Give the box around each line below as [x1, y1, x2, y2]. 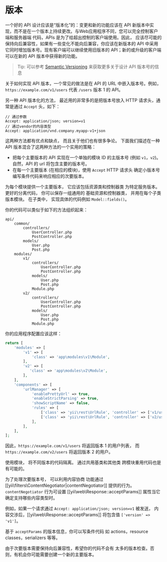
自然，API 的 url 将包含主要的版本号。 [12, 160, 90, 167]
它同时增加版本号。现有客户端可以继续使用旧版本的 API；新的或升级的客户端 [5, 47, 162, 53]
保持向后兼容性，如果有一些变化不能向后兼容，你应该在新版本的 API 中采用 [5, 40, 159, 46]
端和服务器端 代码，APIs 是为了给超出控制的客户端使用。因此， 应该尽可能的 [5, 34, 162, 40]
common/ [14, 221, 30, 226]
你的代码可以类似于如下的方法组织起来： [5, 207, 88, 213]
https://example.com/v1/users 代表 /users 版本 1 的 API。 [5, 87, 123, 93]
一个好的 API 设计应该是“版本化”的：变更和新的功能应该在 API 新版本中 [5, 22, 150, 28]
